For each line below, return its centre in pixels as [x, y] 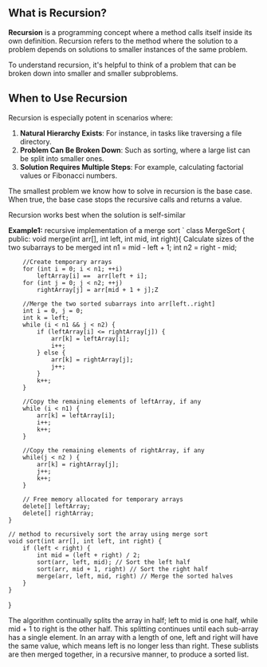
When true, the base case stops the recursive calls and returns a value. [125, 199]
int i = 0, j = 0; [53, 310]
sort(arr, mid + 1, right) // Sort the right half [123, 569]
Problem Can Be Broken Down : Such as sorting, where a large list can [135, 150]
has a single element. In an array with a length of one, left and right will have [133, 637]
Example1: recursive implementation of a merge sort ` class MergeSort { [127, 230]
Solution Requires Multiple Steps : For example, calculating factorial [132, 167]
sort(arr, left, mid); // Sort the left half [114, 562]
